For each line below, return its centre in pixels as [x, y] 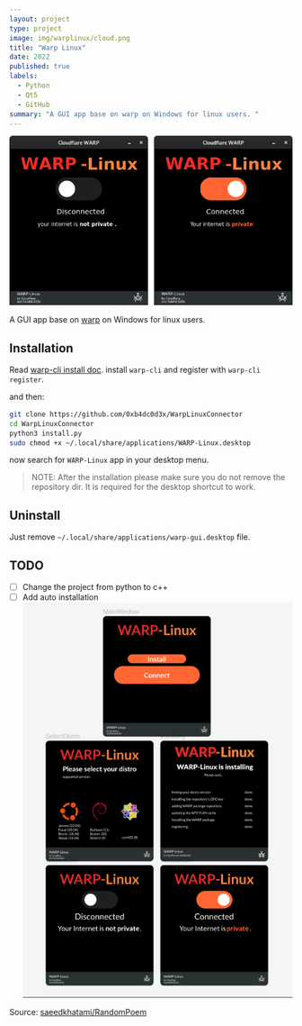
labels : [24, 77]
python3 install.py [46, 433]
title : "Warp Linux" [48, 48]
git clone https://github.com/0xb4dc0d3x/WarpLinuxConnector [126, 414]
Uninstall [35, 515]
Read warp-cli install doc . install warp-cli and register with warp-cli [135, 369]
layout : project [40, 19]
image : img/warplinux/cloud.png [70, 38]
